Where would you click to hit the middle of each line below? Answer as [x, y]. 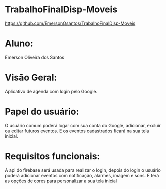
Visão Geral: [31, 77]
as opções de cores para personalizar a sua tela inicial [61, 181]
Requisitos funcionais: [53, 156]
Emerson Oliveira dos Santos [35, 57]
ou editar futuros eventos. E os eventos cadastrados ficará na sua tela [77, 131]
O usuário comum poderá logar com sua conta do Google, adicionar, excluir [83, 125]
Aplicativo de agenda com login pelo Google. [51, 91]
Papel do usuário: [42, 112]
